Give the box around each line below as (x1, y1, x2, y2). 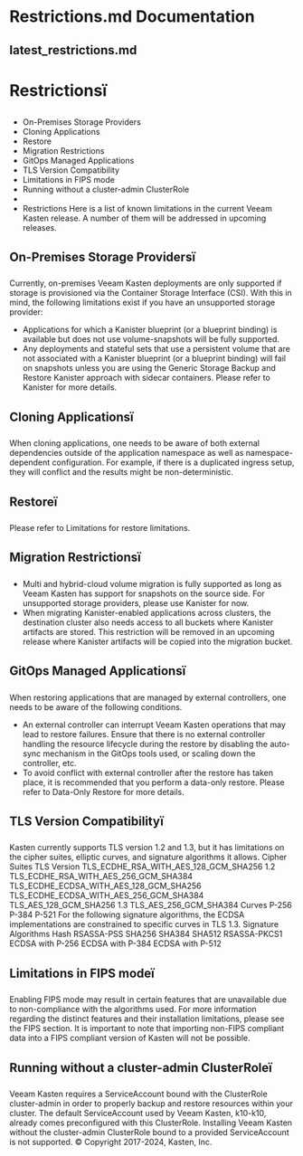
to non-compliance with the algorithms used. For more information (9, 1004, 258, 1015)
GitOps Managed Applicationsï (9, 663, 186, 679)
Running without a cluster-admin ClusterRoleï (9, 1060, 273, 1075)
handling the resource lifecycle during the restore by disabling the (22, 738, 269, 749)
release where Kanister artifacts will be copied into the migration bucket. (22, 636, 293, 647)
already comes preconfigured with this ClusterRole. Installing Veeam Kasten (9, 1117, 292, 1128)
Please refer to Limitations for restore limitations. (9, 522, 191, 533)
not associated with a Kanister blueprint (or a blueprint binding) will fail (22, 353, 287, 364)
